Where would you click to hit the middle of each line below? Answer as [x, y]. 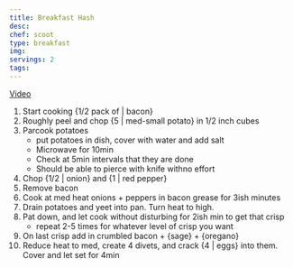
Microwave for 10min [75, 149]
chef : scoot [32, 34]
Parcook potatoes [55, 130]
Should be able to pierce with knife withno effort [125, 169]
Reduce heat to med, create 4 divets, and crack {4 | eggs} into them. [150, 245]
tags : [19, 69]
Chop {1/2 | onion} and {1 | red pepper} [95, 178]
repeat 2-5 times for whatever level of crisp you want [135, 226]
